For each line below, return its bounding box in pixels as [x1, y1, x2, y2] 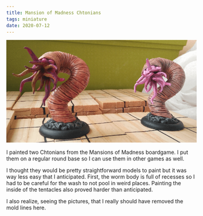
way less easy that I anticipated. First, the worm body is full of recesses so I [6, 173, 195, 180]
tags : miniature [6, 16, 47, 22]
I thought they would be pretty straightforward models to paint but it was [6, 167, 187, 174]
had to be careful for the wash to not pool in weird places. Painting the [6, 179, 181, 186]
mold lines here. [6, 204, 47, 211]
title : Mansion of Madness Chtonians [6, 10, 101, 16]
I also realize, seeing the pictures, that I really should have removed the [6, 197, 184, 205]
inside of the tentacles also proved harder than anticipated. [6, 186, 153, 193]
